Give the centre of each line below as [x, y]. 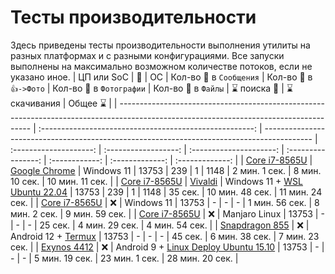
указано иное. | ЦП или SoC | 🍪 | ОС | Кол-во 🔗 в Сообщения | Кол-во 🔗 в [161, 77]
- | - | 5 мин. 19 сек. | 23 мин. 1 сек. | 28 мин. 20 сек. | [124, 258]
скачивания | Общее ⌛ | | [64, 103]
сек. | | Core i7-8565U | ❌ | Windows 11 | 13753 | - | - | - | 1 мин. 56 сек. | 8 [165, 202]
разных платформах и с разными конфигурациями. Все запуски [147, 55]
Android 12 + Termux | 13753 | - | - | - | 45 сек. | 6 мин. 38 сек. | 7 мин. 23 [165, 236]
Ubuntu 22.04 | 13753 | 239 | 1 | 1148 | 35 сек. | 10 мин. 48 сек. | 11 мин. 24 [166, 192]
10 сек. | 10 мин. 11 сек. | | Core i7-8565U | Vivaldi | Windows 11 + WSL [156, 181]
